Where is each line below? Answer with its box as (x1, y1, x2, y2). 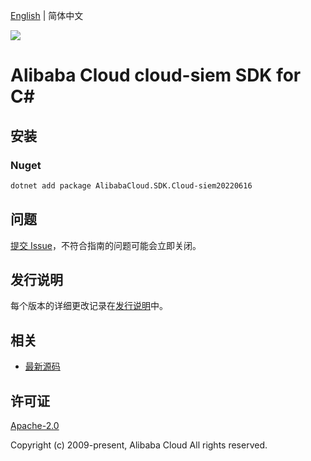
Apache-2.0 (10, 420, 60, 431)
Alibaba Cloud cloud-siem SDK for (10, 64, 302, 87)
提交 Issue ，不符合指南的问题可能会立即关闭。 (10, 239, 202, 251)
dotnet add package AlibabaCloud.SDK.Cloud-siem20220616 (10, 180, 253, 191)
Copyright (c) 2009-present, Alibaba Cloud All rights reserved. (10, 439, 268, 451)
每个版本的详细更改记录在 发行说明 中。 (10, 300, 168, 312)
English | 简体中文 (10, 10, 84, 21)
